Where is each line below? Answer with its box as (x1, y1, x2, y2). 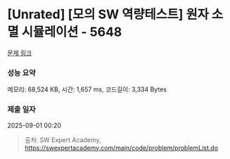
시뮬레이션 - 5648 (21, 24, 122, 40)
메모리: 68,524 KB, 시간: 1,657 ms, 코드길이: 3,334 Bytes (7, 85, 167, 94)
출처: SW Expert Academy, (24, 135, 101, 144)
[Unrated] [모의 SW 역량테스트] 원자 (7, 6, 209, 23)
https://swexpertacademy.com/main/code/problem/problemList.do (24, 144, 219, 152)
